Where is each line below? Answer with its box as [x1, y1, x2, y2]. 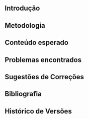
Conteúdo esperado [5, 38, 69, 47]
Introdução [5, 4, 40, 13]
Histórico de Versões [5, 107, 72, 115]
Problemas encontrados [5, 55, 81, 64]
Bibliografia [5, 90, 42, 98]
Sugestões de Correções [5, 73, 84, 81]
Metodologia [5, 21, 46, 30]
